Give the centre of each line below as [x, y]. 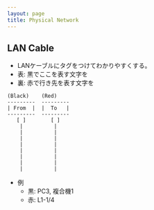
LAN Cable [31, 48]
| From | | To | [38, 108]
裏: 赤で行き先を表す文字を [55, 83]
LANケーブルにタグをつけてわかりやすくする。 [84, 66]
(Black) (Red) [32, 96]
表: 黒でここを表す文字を [52, 74]
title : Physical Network [43, 20]
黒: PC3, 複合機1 [51, 191]
